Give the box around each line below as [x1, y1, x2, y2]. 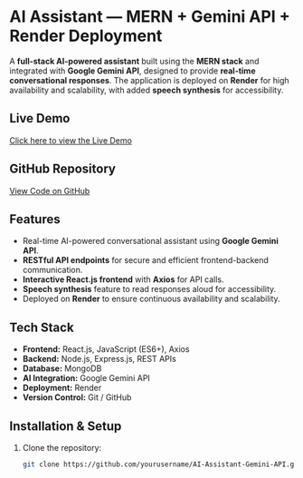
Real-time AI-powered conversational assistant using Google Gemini [22, 236, 279, 247]
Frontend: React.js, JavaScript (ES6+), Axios [22, 344, 190, 355]
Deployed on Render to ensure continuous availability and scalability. [22, 293, 280, 305]
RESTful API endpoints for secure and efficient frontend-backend [22, 255, 270, 266]
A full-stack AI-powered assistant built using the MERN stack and [9, 55, 260, 66]
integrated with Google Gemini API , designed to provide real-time [9, 65, 256, 76]
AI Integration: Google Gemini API [22, 373, 151, 384]
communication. [22, 265, 83, 276]
